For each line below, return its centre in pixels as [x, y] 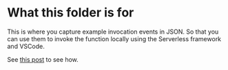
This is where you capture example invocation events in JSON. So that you [113, 32]
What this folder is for [71, 13]
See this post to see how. [43, 59]
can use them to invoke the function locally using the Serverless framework [114, 38]
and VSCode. [26, 46]
